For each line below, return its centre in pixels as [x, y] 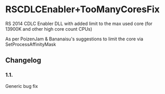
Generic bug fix [22, 86]
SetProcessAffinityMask [31, 44]
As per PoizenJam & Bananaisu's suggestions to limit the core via [74, 39]
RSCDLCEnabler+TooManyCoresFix [82, 9]
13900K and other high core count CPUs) [49, 29]
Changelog [23, 61]
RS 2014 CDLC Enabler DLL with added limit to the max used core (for [79, 24]
